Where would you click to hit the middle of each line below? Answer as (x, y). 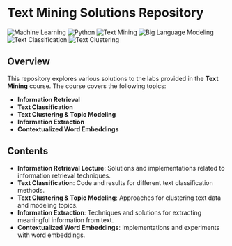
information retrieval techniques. (64, 175)
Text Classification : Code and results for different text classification (115, 182)
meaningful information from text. (65, 220)
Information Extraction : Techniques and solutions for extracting (109, 212)
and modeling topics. (47, 205)
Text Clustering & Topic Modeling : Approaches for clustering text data (119, 198)
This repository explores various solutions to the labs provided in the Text (113, 78)
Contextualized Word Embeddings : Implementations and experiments (118, 227)
